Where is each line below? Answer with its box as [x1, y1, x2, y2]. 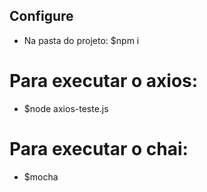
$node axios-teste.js [23, 102, 109, 114]
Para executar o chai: [9, 137, 189, 160]
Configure [9, 8, 74, 25]
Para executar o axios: [9, 70, 199, 92]
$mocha [23, 170, 59, 183]
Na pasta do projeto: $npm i [23, 34, 140, 46]
